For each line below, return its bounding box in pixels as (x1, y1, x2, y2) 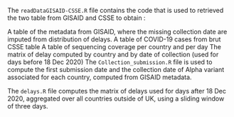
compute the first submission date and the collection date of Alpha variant (7, 66, 225, 73)
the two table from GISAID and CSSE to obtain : (7, 14, 146, 22)
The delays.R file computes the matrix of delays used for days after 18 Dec (7, 87, 226, 95)
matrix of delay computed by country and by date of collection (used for (7, 50, 219, 58)
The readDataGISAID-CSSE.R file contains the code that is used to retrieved (7, 6, 224, 14)
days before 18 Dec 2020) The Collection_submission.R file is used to (7, 58, 213, 66)
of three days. (7, 102, 48, 110)
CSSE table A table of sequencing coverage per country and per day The (7, 43, 222, 51)
